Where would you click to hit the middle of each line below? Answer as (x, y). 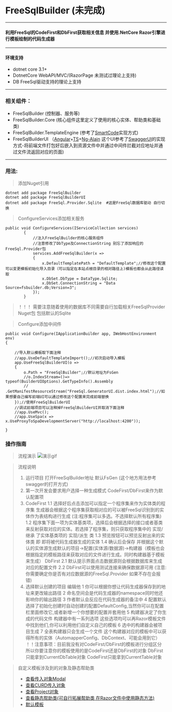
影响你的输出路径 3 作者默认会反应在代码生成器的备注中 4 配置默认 (96, 599)
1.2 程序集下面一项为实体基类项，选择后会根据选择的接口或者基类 (94, 522)
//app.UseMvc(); (32, 412)
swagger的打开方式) (47, 484)
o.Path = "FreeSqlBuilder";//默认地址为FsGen (71, 372)
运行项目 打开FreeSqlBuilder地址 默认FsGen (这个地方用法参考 (91, 478)
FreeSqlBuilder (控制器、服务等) (46, 113)
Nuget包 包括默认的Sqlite (44, 313)
